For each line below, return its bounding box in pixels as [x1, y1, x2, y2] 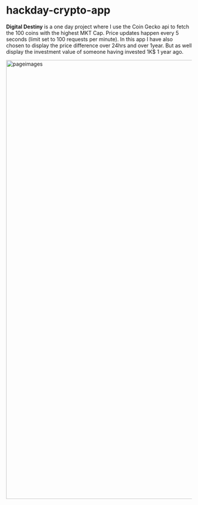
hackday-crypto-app [6, 4, 111, 17]
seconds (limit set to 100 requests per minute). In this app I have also [6, 35, 173, 43]
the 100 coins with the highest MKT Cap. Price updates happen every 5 [6, 29, 179, 36]
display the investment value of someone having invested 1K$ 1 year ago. [6, 48, 184, 55]
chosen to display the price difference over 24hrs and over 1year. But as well [6, 42, 192, 49]
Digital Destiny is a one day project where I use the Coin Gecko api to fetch [6, 23, 190, 30]
